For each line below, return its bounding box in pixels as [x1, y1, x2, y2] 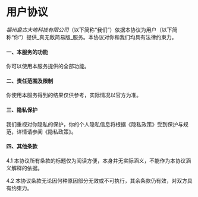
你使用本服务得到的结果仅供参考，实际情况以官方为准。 [6, 91, 142, 99]
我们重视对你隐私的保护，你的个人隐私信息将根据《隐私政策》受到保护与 [6, 120, 183, 128]
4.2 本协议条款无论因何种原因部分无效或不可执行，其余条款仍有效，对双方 [6, 177, 188, 184]
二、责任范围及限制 [6, 77, 54, 84]
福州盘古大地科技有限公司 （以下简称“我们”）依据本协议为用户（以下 [6, 26, 172, 33]
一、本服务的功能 [6, 48, 48, 55]
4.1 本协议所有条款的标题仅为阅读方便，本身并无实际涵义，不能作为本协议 [6, 157, 186, 164]
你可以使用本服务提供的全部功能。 [6, 63, 90, 70]
